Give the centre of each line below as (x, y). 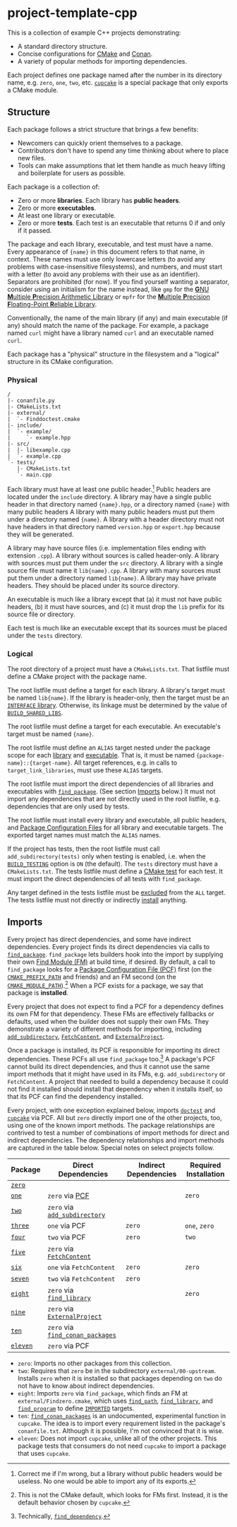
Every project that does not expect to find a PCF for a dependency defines (116, 1007)
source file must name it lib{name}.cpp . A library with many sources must (114, 570)
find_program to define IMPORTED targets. (76, 1408)
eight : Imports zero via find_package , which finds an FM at (103, 1393)
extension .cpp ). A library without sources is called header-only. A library (113, 555)
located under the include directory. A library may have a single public (109, 497)
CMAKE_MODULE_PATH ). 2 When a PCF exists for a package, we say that (105, 985)
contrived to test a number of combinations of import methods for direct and (118, 1133)
